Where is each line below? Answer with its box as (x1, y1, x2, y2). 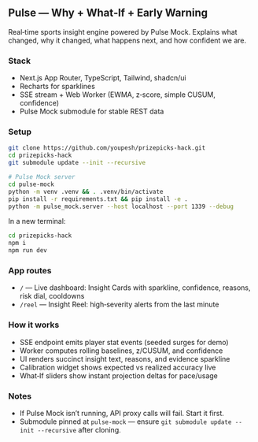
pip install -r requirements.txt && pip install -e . (8, 195, 189, 203)
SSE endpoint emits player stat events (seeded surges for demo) (19, 337, 230, 347)
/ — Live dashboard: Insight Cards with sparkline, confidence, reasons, (19, 283, 251, 292)
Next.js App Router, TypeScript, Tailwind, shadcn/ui (19, 73, 186, 83)
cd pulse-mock (8, 180, 55, 188)
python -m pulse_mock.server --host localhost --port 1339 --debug (8, 202, 234, 210)
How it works (8, 319, 60, 330)
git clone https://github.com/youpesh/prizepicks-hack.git (8, 144, 206, 152)
